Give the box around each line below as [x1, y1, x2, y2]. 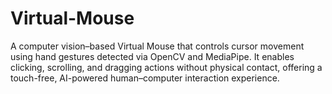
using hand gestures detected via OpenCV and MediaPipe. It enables [10, 50, 295, 62]
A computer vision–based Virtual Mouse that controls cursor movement [10, 40, 305, 52]
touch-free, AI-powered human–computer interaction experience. [10, 72, 280, 84]
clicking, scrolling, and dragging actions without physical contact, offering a [10, 61, 323, 73]
